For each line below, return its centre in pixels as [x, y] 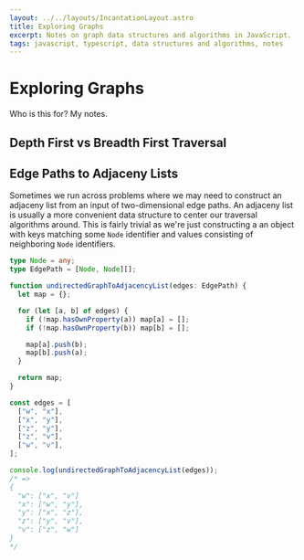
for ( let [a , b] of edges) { [73, 311]
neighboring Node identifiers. [63, 244]
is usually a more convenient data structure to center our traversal [134, 215]
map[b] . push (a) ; [57, 353]
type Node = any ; [42, 261]
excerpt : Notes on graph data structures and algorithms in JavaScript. [151, 35]
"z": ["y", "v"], [51, 522]
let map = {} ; [44, 295]
